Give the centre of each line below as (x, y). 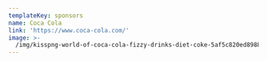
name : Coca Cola (35, 23)
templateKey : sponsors (46, 15)
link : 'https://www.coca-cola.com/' (69, 30)
